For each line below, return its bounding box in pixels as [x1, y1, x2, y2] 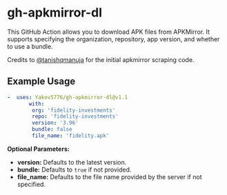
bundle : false [32, 126, 72, 133]
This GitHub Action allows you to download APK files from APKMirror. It [7, 28, 210, 36]
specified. [17, 180, 46, 188]
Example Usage [7, 76, 76, 88]
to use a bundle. [7, 42, 53, 50]
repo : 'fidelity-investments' [32, 113, 119, 120]
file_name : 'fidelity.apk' [32, 132, 110, 139]
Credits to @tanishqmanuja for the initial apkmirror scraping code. [7, 55, 195, 63]
